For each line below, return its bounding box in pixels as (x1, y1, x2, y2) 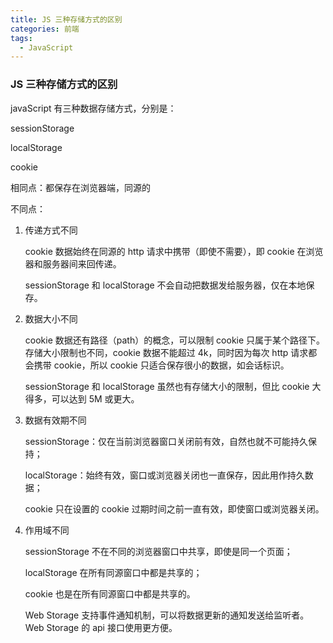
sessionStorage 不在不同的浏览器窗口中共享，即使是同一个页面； (24, 545, 293, 557)
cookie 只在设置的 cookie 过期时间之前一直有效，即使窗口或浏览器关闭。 (24, 502, 325, 515)
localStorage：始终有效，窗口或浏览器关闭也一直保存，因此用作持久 (24, 469, 305, 481)
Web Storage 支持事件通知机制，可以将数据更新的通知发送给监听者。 (24, 609, 310, 621)
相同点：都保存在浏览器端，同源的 (10, 181, 151, 193)
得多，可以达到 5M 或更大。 (24, 392, 140, 405)
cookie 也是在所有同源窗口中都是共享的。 (24, 587, 196, 600)
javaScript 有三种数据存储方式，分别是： (10, 102, 177, 114)
